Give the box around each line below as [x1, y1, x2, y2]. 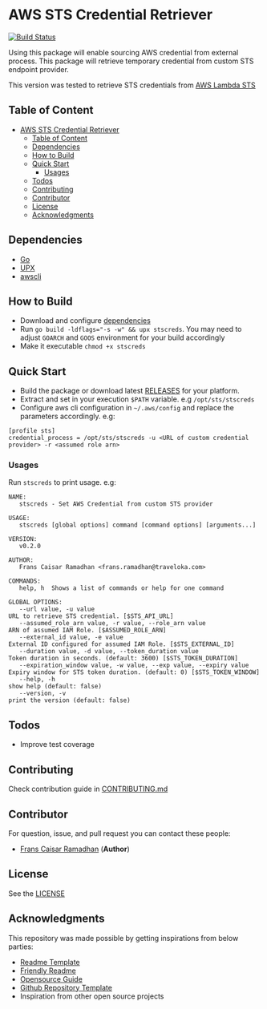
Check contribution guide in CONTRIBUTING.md [8, 784, 168, 794]
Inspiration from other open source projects [19, 991, 164, 1001]
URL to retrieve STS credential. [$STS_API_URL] [8, 612, 174, 620]
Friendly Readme [19, 966, 76, 975]
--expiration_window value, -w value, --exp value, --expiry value [18, 661, 249, 670]
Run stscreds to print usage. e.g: [8, 478, 116, 487]
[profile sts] [8, 427, 56, 435]
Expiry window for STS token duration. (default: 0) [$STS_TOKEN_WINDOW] [8, 668, 261, 676]
